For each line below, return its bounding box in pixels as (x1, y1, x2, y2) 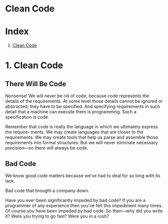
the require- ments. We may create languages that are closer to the (5, 129, 144, 135)
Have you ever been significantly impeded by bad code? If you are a (5, 197, 146, 203)
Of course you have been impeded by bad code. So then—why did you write (5, 208, 163, 214)
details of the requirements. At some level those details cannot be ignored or (5, 98, 163, 104)
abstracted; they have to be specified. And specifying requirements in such (5, 103, 160, 110)
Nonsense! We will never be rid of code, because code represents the (5, 93, 149, 99)
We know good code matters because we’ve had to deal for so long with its (5, 173, 160, 179)
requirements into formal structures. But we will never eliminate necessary (5, 140, 158, 146)
